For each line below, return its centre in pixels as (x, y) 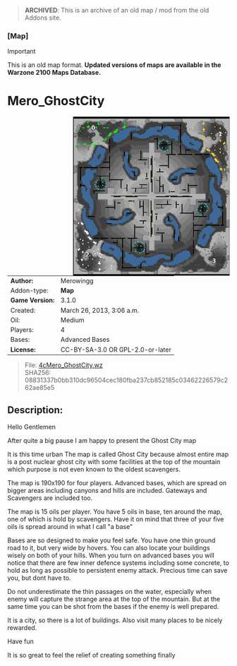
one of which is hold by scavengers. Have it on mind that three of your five (116, 519)
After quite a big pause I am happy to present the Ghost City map (102, 441)
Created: (23, 310)
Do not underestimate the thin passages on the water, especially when (110, 592)
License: (23, 350)
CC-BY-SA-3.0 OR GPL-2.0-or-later (116, 350)
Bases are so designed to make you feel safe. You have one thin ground (111, 540)
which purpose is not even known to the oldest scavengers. (94, 470)
